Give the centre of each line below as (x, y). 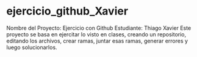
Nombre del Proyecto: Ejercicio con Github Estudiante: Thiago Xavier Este (99, 28)
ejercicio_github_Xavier (67, 11)
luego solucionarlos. (32, 47)
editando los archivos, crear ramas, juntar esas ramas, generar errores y (97, 41)
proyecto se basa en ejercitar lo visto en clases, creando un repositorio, (96, 34)
